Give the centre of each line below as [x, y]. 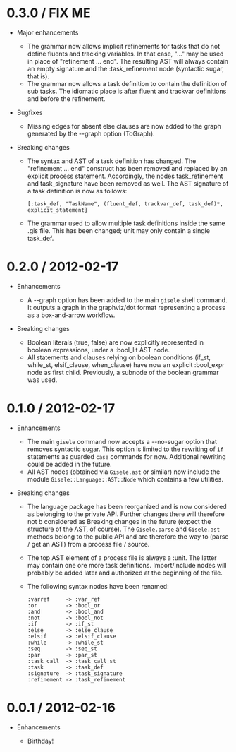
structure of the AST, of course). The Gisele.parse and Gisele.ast [124, 529]
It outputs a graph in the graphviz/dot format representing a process [126, 307]
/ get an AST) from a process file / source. [88, 544]
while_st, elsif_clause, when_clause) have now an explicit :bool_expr [126, 364]
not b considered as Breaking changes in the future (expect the [119, 521]
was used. [42, 380]
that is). [38, 76]
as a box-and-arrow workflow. [71, 315]
